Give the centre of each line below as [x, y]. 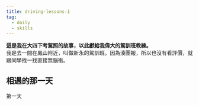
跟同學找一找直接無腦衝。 [37, 60]
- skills [22, 28]
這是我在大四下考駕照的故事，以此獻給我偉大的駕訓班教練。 [79, 45]
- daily [21, 22]
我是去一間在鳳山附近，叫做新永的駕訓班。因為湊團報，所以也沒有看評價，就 [99, 53]
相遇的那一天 [30, 81]
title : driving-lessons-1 [38, 12]
